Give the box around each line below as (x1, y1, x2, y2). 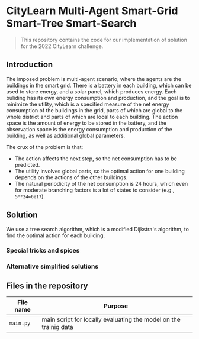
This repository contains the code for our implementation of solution (20, 36, 188, 43)
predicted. (14, 161, 40, 168)
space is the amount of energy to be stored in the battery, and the (6, 120, 167, 127)
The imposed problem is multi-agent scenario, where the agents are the (6, 75, 182, 82)
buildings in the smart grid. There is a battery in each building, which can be (6, 82, 192, 89)
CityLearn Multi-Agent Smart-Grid (6, 4, 179, 18)
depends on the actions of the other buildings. (14, 173, 128, 181)
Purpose (103, 302, 129, 310)
